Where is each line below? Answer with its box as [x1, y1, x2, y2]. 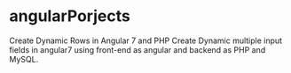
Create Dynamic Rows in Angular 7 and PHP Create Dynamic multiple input [9, 35, 282, 46]
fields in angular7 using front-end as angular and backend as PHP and [9, 44, 266, 55]
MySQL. [9, 54, 39, 64]
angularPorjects [9, 6, 130, 26]
